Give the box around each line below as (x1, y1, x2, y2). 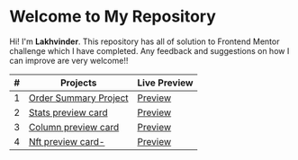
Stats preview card (28, 106, 108, 119)
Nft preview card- (28, 135, 105, 147)
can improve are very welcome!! (9, 55, 129, 66)
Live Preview (137, 76, 194, 89)
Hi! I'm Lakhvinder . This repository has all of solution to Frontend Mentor (9, 36, 280, 47)
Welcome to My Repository (9, 6, 216, 27)
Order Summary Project (28, 92, 129, 104)
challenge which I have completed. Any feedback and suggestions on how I (9, 45, 290, 56)
